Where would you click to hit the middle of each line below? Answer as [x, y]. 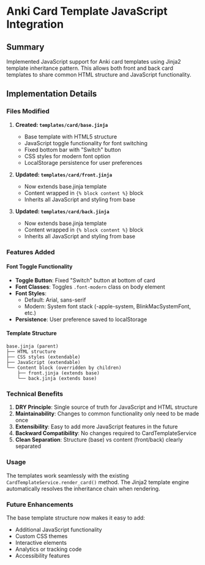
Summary [25, 47]
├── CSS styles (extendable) [43, 357]
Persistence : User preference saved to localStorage [81, 319]
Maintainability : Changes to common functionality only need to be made [107, 414]
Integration [35, 24]
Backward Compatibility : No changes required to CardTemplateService [106, 433]
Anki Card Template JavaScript [87, 11]
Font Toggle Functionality [39, 267]
